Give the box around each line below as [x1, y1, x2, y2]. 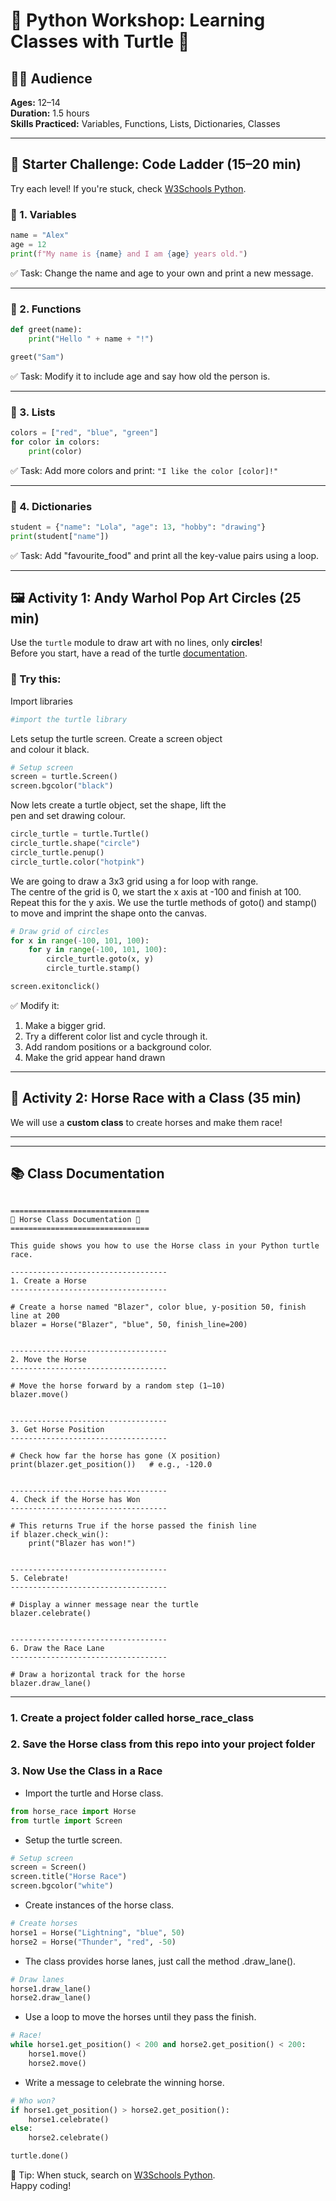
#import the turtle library [10, 714, 128, 724]
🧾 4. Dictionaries [10, 499, 93, 513]
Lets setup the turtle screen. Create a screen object [10, 732, 223, 744]
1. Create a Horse [10, 1275, 87, 1286]
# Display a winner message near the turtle [10, 1599, 199, 1609]
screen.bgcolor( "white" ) [10, 1881, 114, 1891]
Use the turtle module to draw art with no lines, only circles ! [10, 637, 263, 649]
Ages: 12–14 [10, 97, 61, 108]
